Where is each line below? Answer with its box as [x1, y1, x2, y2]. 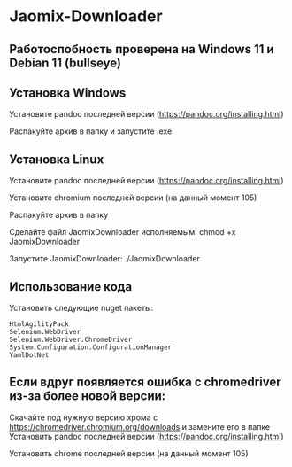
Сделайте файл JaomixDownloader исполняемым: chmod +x [9, 227, 236, 237]
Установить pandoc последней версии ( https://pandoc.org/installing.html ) [9, 431, 285, 441]
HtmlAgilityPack [9, 320, 69, 329]
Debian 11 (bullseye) [9, 55, 122, 70]
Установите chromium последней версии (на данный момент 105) [9, 192, 257, 203]
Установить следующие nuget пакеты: [9, 303, 154, 314]
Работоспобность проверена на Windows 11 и [9, 42, 274, 57]
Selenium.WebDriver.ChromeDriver [9, 335, 133, 345]
